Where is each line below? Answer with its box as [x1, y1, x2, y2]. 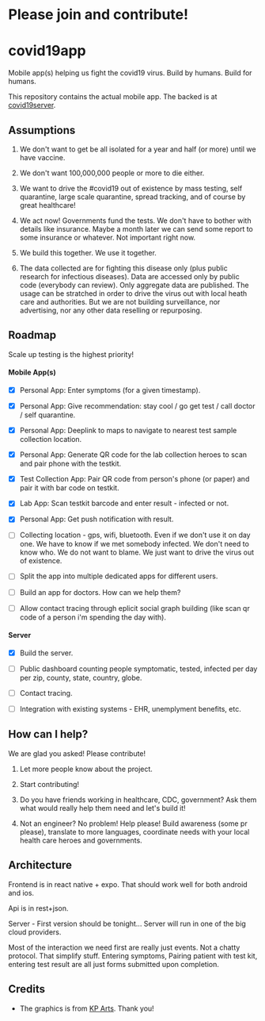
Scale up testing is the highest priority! [8, 349, 134, 359]
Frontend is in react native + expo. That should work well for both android [8, 879, 248, 889]
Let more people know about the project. [19, 764, 153, 773]
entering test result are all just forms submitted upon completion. [8, 959, 220, 969]
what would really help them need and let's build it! [19, 803, 186, 812]
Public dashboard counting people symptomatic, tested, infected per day [19, 664, 258, 674]
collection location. [19, 435, 82, 444]
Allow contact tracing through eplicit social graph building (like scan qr [19, 603, 251, 612]
